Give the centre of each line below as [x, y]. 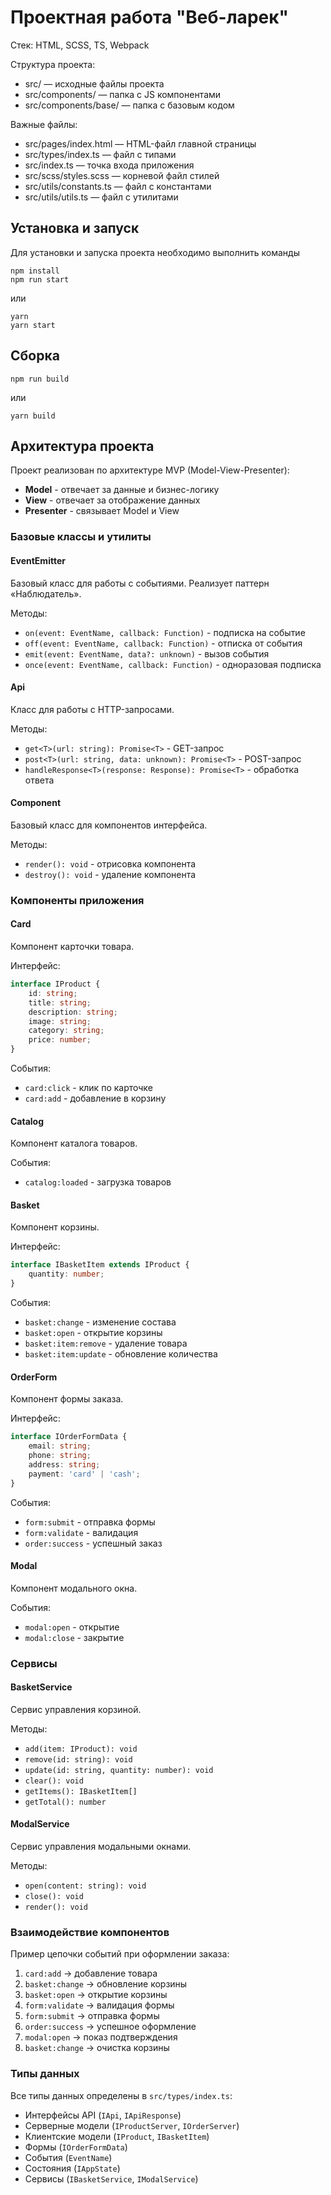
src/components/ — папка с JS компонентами [123, 94]
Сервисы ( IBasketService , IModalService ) [111, 2178]
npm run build [40, 379]
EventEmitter [38, 560]
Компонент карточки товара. [72, 947]
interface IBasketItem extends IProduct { [100, 1265]
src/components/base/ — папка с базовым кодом [129, 105]
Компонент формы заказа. [67, 1399]
